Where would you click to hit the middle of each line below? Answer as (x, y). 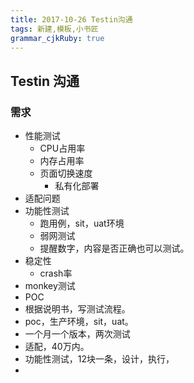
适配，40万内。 (57, 347)
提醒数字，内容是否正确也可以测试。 (114, 248)
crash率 (56, 273)
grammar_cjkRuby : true (57, 38)
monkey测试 (50, 286)
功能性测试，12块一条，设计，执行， (99, 359)
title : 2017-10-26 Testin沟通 (71, 19)
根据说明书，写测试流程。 (77, 309)
